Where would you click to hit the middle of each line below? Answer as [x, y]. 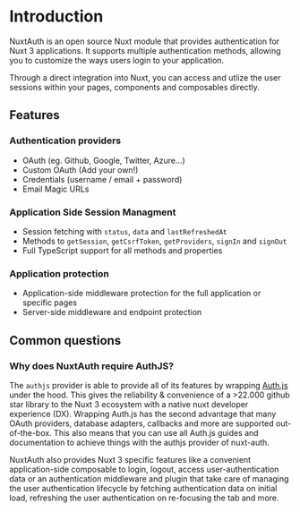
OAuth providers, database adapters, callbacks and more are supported [142, 423]
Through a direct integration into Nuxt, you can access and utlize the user [145, 77]
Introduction [56, 17]
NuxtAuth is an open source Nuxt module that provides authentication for [145, 41]
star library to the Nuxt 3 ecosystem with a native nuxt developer [129, 404]
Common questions [65, 341]
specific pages [50, 303]
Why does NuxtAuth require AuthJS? [92, 366]
